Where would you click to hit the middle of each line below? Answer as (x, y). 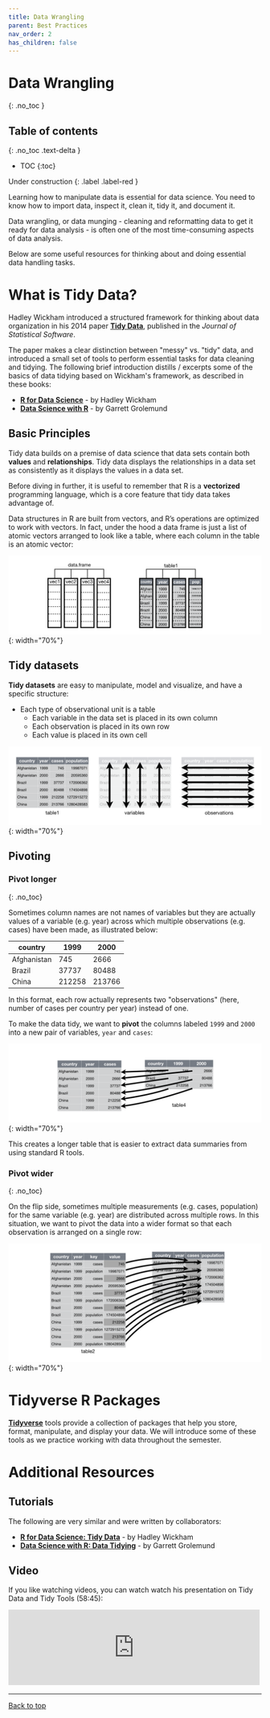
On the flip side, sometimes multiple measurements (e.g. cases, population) (133, 1207)
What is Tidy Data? (73, 295)
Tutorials (31, 1502)
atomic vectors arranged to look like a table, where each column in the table (134, 535)
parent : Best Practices (48, 25)
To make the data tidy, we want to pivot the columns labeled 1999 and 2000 (132, 1023)
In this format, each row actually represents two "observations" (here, (124, 999)
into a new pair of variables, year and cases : (81, 1032)
